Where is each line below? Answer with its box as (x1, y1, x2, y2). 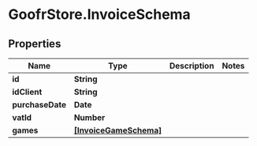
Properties (8, 37, 61, 51)
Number (73, 112, 106, 123)
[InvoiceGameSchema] (73, 125, 162, 136)
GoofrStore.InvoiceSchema (8, 6, 191, 24)
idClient (12, 87, 43, 97)
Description (169, 61, 214, 71)
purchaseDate (12, 99, 67, 110)
